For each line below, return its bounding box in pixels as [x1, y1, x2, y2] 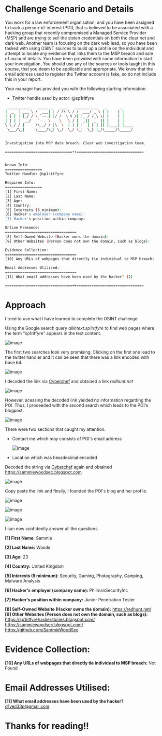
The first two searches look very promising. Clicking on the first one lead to [5, 349, 155, 355]
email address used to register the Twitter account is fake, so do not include [5, 71, 157, 77]
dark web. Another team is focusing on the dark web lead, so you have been [5, 40, 157, 46]
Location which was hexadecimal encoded [12, 455, 98, 460]
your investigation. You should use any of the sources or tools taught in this [5, 61, 155, 67]
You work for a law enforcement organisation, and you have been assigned [5, 19, 155, 25]
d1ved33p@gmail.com [5, 703, 50, 709]
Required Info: [5, 180, 36, 185]
